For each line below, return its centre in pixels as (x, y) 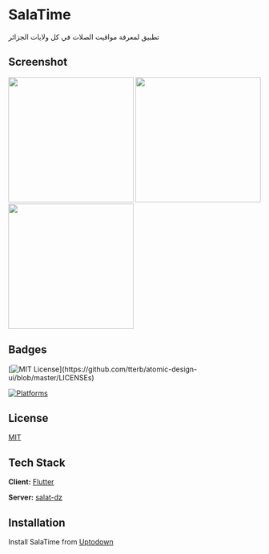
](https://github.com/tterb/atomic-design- (128, 369)
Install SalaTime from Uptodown (61, 542)
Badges (28, 350)
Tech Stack (37, 462)
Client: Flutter (31, 482)
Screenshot (38, 62)
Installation (37, 522)
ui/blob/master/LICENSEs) (51, 377)
